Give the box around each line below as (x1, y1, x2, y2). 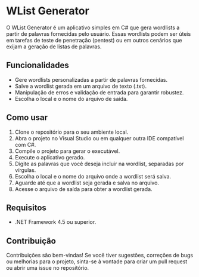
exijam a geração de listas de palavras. (6, 43, 102, 50)
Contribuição (6, 236, 57, 246)
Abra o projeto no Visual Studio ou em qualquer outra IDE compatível (14, 134, 184, 141)
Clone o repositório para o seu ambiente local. (14, 128, 129, 136)
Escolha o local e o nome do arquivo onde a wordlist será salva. (14, 173, 172, 180)
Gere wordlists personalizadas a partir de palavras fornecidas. (14, 76, 168, 83)
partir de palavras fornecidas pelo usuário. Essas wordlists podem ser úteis (6, 30, 191, 37)
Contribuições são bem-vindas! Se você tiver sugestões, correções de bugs (6, 252, 194, 259)
